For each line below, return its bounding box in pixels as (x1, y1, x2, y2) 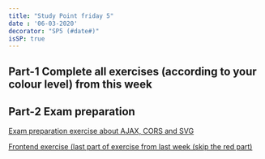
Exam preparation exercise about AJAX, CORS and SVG (8, 127, 194, 136)
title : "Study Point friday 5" (8, 11, 114, 20)
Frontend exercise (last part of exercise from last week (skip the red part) (8, 142, 253, 152)
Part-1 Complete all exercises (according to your (8, 64, 257, 78)
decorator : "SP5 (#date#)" (8, 27, 100, 35)
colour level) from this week (8, 77, 152, 91)
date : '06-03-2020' (8, 19, 79, 28)
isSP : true (8, 34, 45, 43)
